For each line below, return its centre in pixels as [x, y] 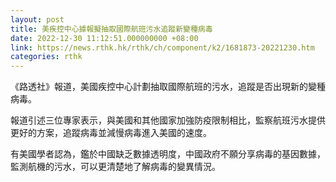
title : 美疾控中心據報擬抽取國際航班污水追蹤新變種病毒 [111, 29]
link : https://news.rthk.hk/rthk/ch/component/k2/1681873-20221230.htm [162, 47]
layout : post [37, 19]
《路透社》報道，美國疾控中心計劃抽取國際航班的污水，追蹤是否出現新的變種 [168, 87]
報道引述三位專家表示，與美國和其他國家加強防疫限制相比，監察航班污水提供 [168, 120]
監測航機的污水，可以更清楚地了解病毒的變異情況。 [115, 167]
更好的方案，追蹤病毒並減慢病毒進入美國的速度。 [111, 133]
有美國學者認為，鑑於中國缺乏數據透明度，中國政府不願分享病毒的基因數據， [168, 154]
